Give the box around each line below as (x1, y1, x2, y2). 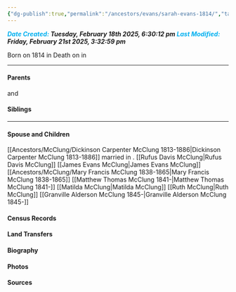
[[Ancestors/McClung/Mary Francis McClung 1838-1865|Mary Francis (7, 168, 209, 177)
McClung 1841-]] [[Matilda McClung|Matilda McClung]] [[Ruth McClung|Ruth (7, 183, 229, 191)
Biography (7, 246, 39, 255)
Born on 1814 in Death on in (7, 51, 86, 59)
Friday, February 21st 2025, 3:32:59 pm (7, 37, 126, 46)
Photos (7, 262, 29, 271)
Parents (7, 73, 31, 82)
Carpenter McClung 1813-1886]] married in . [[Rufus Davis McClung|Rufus (7, 153, 223, 162)
